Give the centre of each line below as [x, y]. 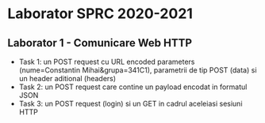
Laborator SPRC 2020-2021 [100, 14]
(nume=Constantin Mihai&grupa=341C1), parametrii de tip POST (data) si [138, 70]
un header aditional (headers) [67, 78]
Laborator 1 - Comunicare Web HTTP [100, 43]
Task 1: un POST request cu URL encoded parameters [107, 61]
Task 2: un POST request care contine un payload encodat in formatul [133, 87]
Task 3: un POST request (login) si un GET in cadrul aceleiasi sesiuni [131, 104]
